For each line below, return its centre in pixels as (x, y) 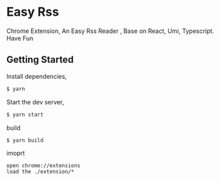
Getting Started (40, 60)
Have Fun (20, 38)
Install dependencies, (37, 76)
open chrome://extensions (43, 166)
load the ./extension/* (40, 172)
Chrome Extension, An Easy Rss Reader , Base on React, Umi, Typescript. (110, 31)
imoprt (16, 153)
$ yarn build (25, 140)
